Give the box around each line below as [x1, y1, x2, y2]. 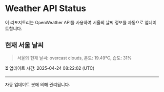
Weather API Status [5, 3, 86, 14]
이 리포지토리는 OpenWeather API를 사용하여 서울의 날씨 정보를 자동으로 [5, 19, 144, 25]
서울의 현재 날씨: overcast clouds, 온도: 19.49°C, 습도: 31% [17, 55, 132, 61]
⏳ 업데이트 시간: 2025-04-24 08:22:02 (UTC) [5, 65, 95, 71]
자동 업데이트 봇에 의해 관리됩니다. [5, 81, 70, 87]
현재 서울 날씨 [5, 41, 44, 49]
